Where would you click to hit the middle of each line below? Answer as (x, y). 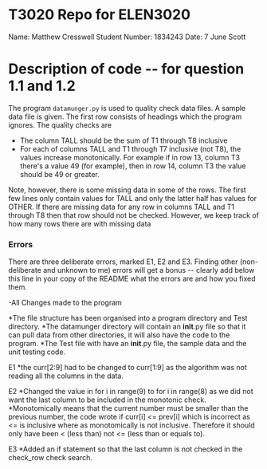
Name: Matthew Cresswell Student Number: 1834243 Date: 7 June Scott (127, 37)
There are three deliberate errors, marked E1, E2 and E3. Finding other (123, 262)
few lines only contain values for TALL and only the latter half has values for (133, 198)
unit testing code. (37, 352)
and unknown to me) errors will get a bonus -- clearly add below (149, 270)
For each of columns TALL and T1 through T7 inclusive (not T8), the (130, 148)
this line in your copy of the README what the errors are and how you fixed (132, 279)
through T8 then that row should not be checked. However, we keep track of (133, 215)
